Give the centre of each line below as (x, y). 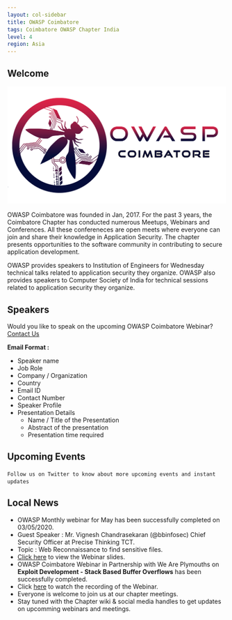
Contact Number (41, 398)
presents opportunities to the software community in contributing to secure (115, 245)
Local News (33, 503)
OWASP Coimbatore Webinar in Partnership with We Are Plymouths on (118, 564)
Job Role (30, 368)
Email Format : (28, 347)
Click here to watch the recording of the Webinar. (88, 587)
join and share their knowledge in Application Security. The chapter (103, 237)
